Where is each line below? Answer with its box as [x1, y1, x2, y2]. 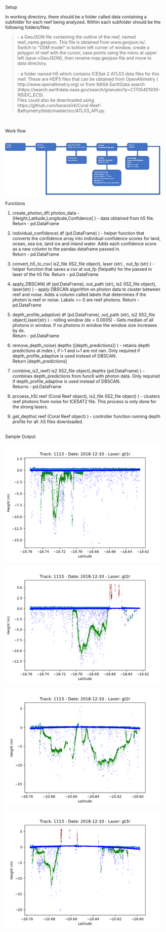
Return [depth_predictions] [12, 358, 68, 364]
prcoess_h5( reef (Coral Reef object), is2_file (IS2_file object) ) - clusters [12, 393, 160, 399]
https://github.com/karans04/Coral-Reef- [17, 103, 102, 108]
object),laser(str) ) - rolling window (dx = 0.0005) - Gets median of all [12, 317, 154, 323]
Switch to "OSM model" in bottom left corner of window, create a [17, 45, 150, 50]
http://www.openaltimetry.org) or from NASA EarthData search [17, 81, 145, 87]
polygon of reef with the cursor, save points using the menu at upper [17, 50, 157, 56]
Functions [5, 200, 26, 206]
